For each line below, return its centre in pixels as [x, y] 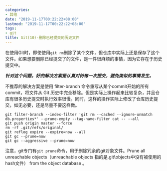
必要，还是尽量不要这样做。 [51, 105]
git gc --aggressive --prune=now [40, 140]
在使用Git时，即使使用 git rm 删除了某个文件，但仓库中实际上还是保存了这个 [83, 52]
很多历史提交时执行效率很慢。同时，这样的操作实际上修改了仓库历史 [83, 98]
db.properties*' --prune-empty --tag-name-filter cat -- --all [72, 119]
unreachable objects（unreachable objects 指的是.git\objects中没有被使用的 [83, 157]
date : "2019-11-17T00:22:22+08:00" [42, 19]
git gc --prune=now [25, 136]
